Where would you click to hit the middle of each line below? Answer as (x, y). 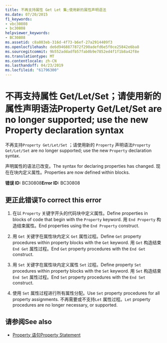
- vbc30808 (16, 24)
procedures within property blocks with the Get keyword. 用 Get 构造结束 (87, 242)
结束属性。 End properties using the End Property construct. (78, 226)
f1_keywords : (19, 19)
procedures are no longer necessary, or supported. (65, 305)
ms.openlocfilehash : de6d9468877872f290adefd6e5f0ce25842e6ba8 (72, 47)
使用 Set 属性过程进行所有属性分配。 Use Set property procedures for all (86, 293)
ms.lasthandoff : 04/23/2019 (34, 65)
